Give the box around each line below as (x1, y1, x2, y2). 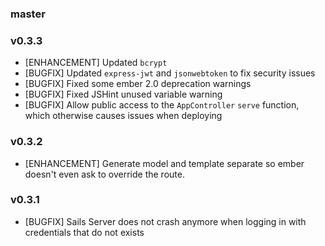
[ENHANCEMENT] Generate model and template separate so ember (24, 157, 305, 169)
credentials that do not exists (24, 226, 145, 238)
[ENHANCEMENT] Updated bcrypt (24, 57, 168, 69)
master (10, 7, 46, 21)
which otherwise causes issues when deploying (24, 110, 223, 122)
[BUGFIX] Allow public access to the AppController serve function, (24, 99, 300, 111)
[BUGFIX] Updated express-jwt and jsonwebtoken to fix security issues (24, 67, 316, 79)
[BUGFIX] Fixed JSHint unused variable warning (24, 88, 223, 101)
